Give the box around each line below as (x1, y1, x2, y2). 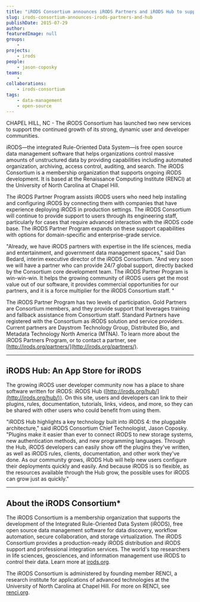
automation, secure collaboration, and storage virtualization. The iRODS (6, 533, 182, 540)
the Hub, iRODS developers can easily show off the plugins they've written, (6, 443, 190, 451)
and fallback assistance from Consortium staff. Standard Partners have (6, 311, 180, 318)
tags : (6, 92, 20, 98)
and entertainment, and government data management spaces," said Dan (6, 249, 186, 256)
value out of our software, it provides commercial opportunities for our (6, 281, 179, 288)
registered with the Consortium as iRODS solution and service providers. (6, 317, 184, 325)
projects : (6, 48, 31, 54)
